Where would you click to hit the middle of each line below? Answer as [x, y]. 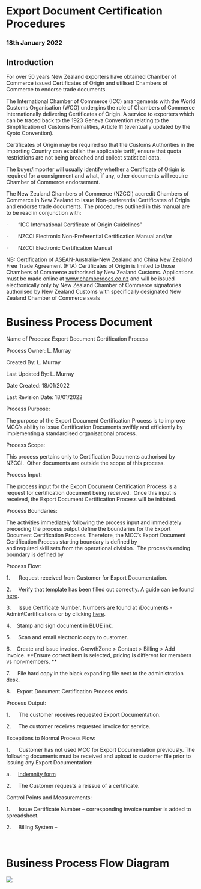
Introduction [30, 62]
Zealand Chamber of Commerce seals [53, 298]
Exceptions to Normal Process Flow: [51, 738]
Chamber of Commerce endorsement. [53, 182]
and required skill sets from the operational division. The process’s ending [98, 548]
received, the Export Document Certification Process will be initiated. [91, 499]
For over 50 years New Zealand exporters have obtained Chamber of [91, 76]
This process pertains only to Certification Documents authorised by [91, 456]
